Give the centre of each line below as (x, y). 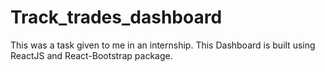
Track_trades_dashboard (116, 17)
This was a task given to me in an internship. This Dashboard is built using (163, 45)
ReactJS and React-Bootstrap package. (91, 55)
